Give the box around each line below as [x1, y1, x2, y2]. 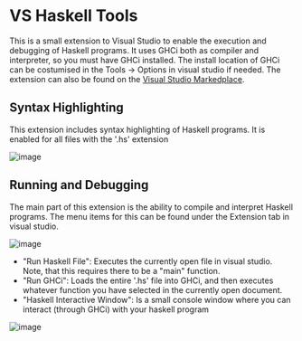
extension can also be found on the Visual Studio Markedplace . [9, 73, 245, 84]
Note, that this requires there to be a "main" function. [22, 265, 221, 276]
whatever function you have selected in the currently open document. [22, 284, 283, 295]
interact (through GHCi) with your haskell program [22, 304, 210, 315]
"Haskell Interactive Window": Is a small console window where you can [22, 294, 291, 305]
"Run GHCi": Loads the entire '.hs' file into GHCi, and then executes [22, 275, 274, 286]
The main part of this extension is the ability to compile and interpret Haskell [9, 201, 294, 213]
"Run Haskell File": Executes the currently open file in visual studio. [22, 255, 273, 267]
